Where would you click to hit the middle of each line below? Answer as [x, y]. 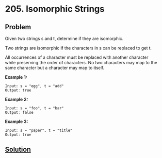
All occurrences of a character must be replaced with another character [77, 57]
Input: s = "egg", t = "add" [34, 86]
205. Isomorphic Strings [55, 9]
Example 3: [16, 122]
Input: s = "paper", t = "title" [39, 130]
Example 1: [16, 77]
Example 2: [16, 99]
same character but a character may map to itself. [55, 68]
